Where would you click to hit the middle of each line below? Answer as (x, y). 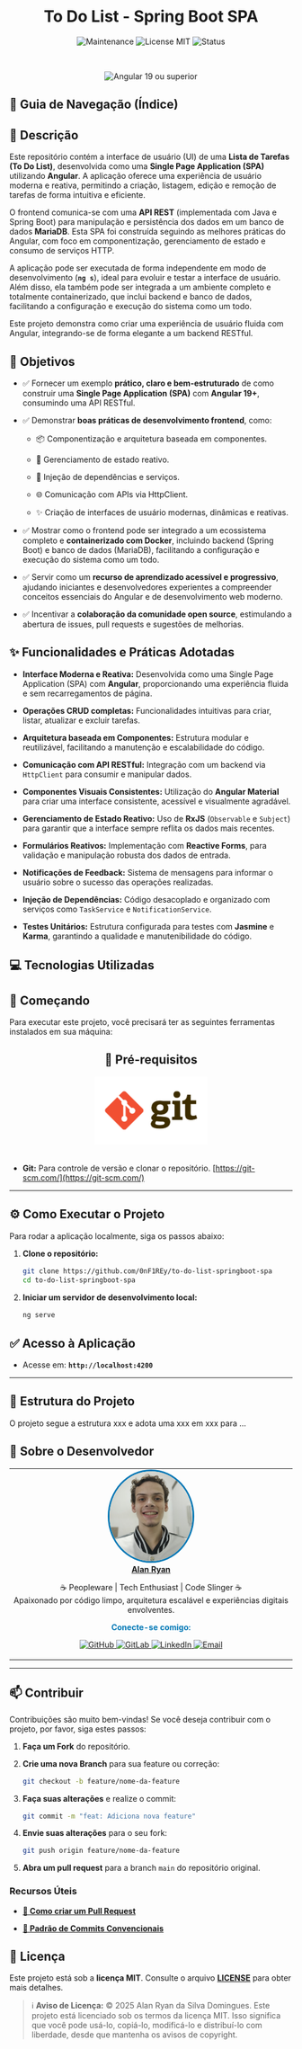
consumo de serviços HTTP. (62, 251)
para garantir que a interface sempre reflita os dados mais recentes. (148, 828)
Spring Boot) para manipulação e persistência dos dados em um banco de (147, 222)
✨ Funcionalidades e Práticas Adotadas (122, 652)
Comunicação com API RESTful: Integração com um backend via (144, 764)
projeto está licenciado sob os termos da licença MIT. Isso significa (156, 2016)
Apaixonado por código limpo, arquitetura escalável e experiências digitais (151, 1600)
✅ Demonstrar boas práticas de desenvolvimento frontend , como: (147, 420)
